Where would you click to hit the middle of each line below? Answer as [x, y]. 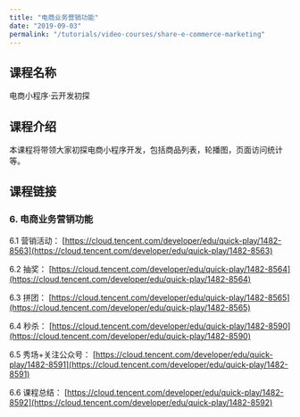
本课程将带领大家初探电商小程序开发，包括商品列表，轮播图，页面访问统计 [146, 150]
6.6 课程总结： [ [38, 392]
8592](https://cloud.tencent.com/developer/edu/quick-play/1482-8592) [141, 402]
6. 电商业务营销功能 [51, 220]
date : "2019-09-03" [46, 26]
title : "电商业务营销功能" [54, 17]
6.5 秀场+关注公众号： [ [53, 354]
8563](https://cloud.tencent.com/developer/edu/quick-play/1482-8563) [141, 250]
